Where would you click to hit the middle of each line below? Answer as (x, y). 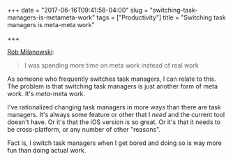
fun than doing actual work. (47, 150)
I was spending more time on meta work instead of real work (111, 65)
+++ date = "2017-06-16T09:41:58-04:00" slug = (78, 10)
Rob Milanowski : (31, 52)
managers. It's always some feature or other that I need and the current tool (116, 115)
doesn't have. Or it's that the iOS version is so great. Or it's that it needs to (114, 122)
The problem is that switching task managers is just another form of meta (113, 86)
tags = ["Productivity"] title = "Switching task (161, 17)
